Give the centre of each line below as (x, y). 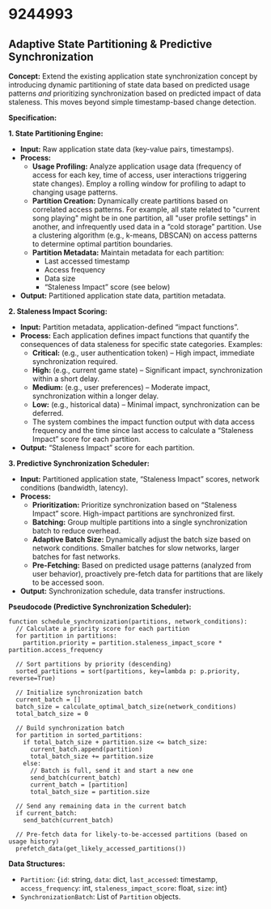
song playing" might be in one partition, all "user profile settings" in (144, 218)
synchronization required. (75, 361)
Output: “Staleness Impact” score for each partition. (107, 448)
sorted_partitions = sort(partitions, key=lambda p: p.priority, (128, 671)
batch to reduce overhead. (76, 531)
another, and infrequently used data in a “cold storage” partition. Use (147, 227)
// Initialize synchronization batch (79, 692)
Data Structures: (37, 864)
